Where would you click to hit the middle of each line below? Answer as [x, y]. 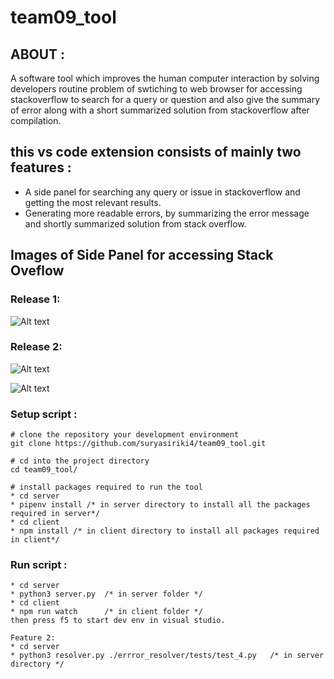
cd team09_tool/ [44, 470]
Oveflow [37, 271]
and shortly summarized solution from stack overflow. [135, 223]
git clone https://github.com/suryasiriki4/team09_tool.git [138, 444]
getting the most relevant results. [93, 202]
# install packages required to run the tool [106, 487]
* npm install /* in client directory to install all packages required [165, 531]
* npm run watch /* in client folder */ [106, 612]
